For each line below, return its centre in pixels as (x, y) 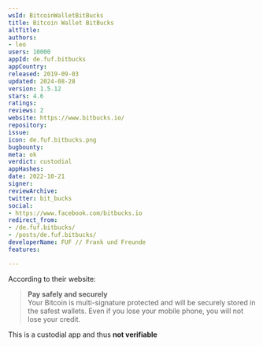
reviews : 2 (26, 111)
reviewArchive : (33, 191)
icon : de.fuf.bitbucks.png (52, 140)
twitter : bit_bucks (40, 198)
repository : (28, 125)
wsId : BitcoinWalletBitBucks (56, 15)
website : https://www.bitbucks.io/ (67, 118)
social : (21, 205)
